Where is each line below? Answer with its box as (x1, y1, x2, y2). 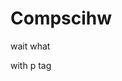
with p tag (10, 59, 52, 71)
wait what (10, 40, 51, 52)
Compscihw (10, 7, 113, 30)
